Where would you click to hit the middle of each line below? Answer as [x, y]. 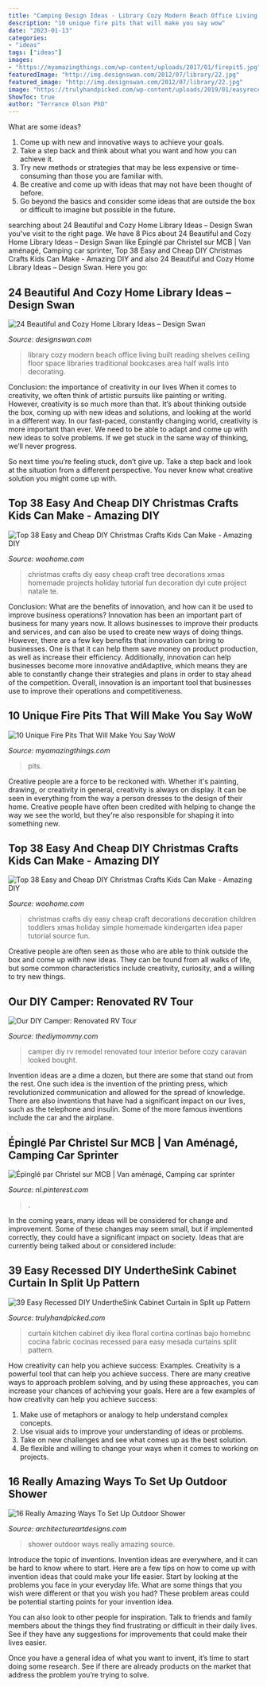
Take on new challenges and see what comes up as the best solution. [133, 1440]
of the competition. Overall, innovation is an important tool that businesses [130, 682]
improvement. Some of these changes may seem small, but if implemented [131, 1229]
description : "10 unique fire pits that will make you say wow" [117, 23]
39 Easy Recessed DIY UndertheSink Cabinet [122, 1271]
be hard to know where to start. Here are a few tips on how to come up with [132, 1568]
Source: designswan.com [50, 339]
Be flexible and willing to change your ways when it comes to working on [139, 1448]
